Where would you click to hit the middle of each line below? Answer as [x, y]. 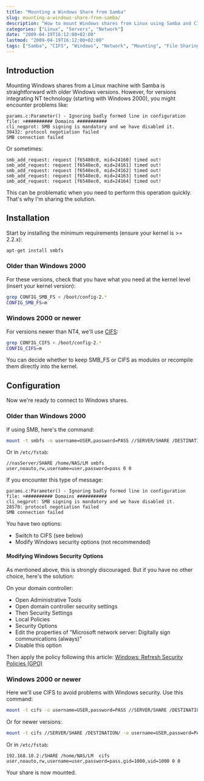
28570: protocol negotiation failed [53, 507]
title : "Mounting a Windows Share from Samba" [66, 12]
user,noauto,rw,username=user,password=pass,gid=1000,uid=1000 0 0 [93, 761]
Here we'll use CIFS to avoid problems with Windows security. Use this [95, 692]
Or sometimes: [25, 148]
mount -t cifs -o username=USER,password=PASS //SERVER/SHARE [87, 710]
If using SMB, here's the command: [50, 429]
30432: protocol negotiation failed [53, 132]
